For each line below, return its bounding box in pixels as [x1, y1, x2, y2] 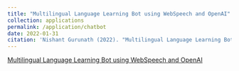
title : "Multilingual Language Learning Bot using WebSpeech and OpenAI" [7, 10, 231, 18]
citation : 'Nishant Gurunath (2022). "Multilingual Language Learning [7, 37, 221, 44]
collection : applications [7, 17, 84, 24]
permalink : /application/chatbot [7, 23, 107, 30]
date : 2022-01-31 [7, 30, 59, 37]
